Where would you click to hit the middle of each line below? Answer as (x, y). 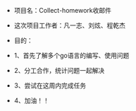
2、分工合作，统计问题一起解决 (59, 70)
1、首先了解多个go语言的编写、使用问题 (72, 55)
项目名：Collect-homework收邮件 (62, 10)
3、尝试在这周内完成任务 (50, 86)
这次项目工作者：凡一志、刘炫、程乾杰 (69, 25)
